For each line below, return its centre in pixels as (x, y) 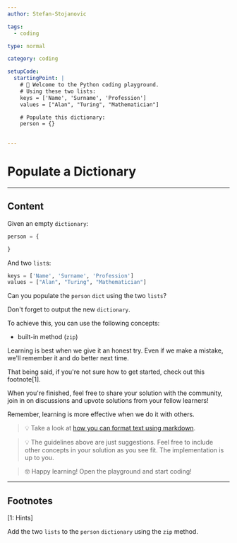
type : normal (26, 46)
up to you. (39, 458)
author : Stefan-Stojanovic (47, 14)
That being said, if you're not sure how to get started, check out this (106, 372)
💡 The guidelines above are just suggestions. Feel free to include (119, 442)
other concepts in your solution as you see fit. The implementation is (124, 450)
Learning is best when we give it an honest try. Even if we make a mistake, (115, 350)
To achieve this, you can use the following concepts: (84, 324)
